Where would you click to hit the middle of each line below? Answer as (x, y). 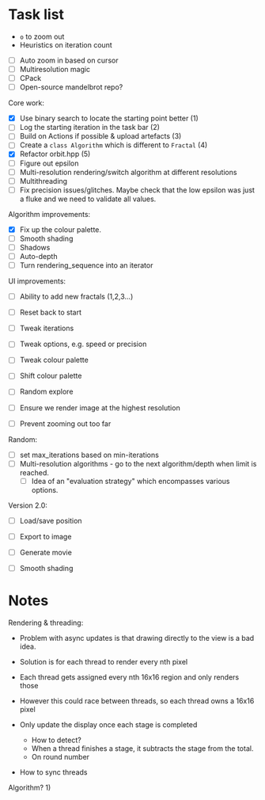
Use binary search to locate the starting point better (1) (109, 118)
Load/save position (51, 520)
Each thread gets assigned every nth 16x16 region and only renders (129, 677)
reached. (34, 472)
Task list (36, 15)
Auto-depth (38, 256)
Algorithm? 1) (30, 787)
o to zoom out (42, 36)
